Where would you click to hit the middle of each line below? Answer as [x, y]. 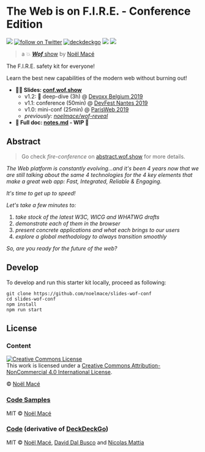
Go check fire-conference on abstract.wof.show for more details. [103, 156]
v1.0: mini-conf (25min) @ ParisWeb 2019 [76, 109]
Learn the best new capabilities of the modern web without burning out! [97, 78]
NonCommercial [27, 372]
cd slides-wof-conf [31, 299]
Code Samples [28, 400]
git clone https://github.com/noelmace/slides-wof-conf [79, 293]
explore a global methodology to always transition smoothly [91, 236]
